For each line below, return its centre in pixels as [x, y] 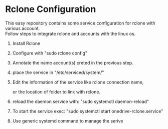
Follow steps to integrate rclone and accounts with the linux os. [70, 33]
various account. [23, 28]
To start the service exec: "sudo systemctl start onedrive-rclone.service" [88, 111]
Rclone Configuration [51, 9]
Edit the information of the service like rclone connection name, [78, 82]
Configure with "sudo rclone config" [50, 53]
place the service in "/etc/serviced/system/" [58, 72]
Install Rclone [26, 43]
